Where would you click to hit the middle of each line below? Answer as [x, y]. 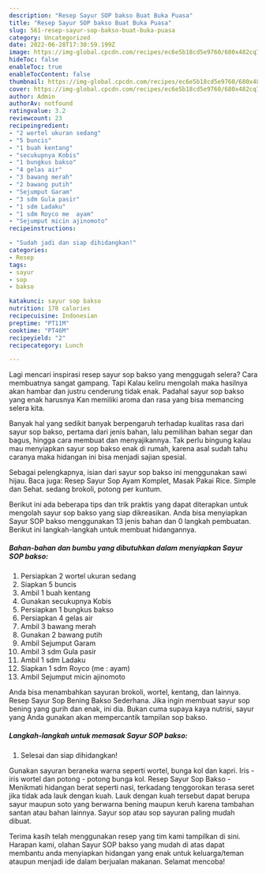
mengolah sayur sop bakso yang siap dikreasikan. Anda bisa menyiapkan [128, 513]
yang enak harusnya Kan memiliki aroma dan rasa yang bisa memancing [126, 400]
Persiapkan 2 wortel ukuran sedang [78, 576]
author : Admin [32, 96]
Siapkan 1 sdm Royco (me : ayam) [75, 669]
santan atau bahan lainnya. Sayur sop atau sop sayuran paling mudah [122, 813]
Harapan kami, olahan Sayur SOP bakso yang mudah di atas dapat [117, 845]
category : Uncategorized [50, 38]
